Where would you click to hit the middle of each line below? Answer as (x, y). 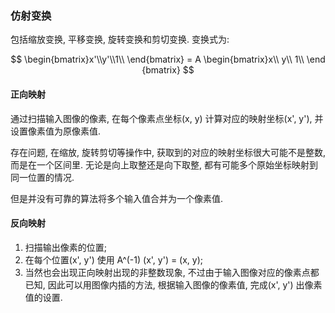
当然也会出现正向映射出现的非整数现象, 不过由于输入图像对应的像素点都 (172, 272)
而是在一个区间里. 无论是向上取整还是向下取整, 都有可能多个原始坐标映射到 (164, 164)
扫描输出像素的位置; (66, 247)
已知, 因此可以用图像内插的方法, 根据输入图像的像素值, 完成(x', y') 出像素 (173, 284)
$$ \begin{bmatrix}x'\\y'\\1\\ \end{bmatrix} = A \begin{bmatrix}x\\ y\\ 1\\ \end (168, 59)
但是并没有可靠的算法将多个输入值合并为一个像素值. (117, 198)
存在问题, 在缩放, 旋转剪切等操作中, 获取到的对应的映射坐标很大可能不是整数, (168, 152)
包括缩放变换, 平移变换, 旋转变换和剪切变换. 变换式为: (120, 39)
